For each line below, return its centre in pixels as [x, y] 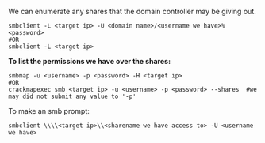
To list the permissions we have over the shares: [90, 61]
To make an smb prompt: [49, 111]
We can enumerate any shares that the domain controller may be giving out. [132, 11]
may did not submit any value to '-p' [72, 96]
